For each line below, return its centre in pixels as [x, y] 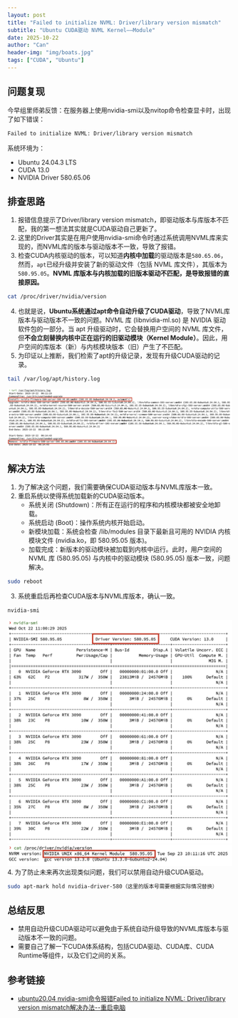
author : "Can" [29, 45]
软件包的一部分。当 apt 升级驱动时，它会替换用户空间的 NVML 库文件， [123, 329]
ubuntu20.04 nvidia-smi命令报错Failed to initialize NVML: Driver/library [121, 999]
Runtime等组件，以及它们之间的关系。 [73, 955]
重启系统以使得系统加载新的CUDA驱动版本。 [83, 496]
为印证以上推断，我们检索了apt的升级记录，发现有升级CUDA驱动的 [115, 355]
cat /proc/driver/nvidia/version [57, 297]
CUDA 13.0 [33, 170]
